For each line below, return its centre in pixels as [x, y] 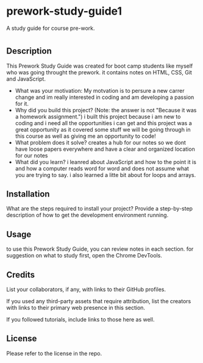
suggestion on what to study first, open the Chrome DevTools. [84, 256]
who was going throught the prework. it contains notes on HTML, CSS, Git [99, 72]
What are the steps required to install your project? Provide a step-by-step [100, 209]
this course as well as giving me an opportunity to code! [86, 136]
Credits [21, 275]
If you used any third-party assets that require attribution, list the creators [99, 301]
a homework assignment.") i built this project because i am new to [98, 117]
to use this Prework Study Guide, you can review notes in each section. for [100, 249]
